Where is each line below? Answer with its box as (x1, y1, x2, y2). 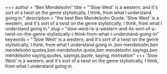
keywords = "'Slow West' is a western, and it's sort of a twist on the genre (5, 36, 159, 42)
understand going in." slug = (5, 26, 64, 32)
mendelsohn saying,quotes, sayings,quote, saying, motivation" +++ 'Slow (5, 52, 158, 58)
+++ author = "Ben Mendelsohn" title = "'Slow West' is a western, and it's (5, 5, 158, 10)
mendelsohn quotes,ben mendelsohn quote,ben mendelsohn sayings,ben (5, 47, 157, 53)
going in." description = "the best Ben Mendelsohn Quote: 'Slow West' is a (5, 15, 159, 21)
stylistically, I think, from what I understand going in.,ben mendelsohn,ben (5, 42, 158, 47)
